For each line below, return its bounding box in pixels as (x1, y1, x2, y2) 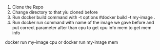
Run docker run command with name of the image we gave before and (12, 19, 155, 25)
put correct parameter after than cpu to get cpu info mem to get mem (12, 25, 152, 31)
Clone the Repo (12, 4, 44, 10)
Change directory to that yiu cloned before (12, 9, 98, 15)
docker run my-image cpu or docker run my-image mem (5, 39, 119, 45)
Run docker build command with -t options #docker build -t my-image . (12, 15, 155, 20)
